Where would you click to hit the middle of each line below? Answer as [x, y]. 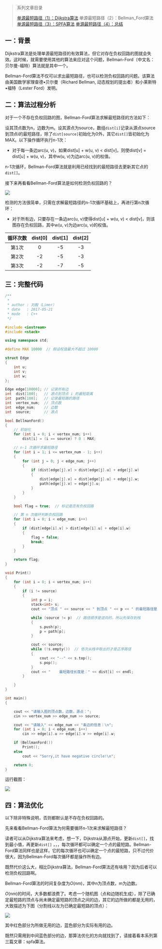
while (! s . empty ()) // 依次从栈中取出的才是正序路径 [81, 649]
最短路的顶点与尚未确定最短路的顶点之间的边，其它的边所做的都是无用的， [83, 900]
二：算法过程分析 [30, 105]
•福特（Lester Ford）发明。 [32, 88]
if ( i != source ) [40, 591]
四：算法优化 [24, 805]
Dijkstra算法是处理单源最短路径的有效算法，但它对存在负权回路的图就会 [76, 53]
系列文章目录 [29, 8]
